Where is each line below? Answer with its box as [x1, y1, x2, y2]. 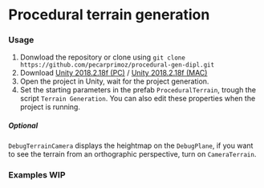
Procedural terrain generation [8, 6, 210, 24]
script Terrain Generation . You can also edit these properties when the [19, 94, 256, 104]
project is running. [19, 102, 80, 112]
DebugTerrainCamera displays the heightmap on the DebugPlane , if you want [8, 141, 254, 150]
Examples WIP [8, 170, 66, 181]
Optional [8, 121, 39, 130]
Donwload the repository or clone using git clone [19, 52, 186, 62]
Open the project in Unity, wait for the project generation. [19, 76, 209, 86]
